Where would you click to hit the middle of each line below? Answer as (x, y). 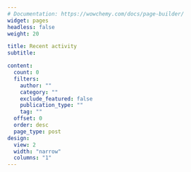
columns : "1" (33, 158)
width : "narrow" (37, 151)
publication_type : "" (51, 105)
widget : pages (28, 21)
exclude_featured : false (56, 99)
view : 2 (25, 145)
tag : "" (31, 112)
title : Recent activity (42, 47)
